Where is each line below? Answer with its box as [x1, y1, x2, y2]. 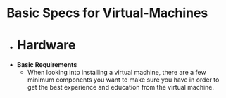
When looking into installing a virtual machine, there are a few [27, 68, 206, 77]
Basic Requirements [16, 61, 77, 69]
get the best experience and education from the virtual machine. [27, 83, 215, 92]
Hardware [16, 37, 76, 54]
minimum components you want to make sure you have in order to [27, 75, 220, 84]
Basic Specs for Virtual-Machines [6, 5, 208, 21]
